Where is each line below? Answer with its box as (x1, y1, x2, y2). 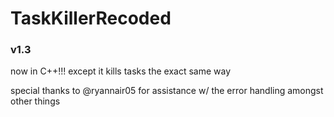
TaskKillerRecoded (10, 7, 172, 30)
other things (10, 95, 61, 107)
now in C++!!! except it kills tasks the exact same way (10, 65, 232, 77)
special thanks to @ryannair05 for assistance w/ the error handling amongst (10, 85, 324, 97)
